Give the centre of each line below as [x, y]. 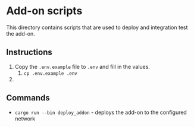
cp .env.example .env [50, 73]
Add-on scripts [44, 11]
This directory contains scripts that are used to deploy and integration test [97, 27]
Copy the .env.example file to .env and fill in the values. [82, 66]
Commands [28, 98]
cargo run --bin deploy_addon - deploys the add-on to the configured [101, 112]
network [25, 118]
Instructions [29, 53]
